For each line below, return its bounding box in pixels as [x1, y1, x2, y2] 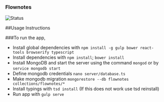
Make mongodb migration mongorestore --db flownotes [12, 76, 129, 82]
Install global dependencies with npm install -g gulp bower [12, 45, 138, 51]
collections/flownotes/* [12, 81, 65, 87]
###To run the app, [5, 35, 46, 41]
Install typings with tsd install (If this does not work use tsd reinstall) [12, 86, 159, 92]
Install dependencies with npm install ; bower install [12, 54, 125, 60]
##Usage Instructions [5, 25, 51, 31]
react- [140, 46, 154, 51]
